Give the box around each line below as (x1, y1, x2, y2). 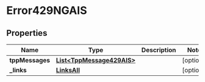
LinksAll (56, 66, 81, 74)
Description (141, 46, 176, 54)
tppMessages (9, 56, 51, 64)
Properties (6, 28, 48, 38)
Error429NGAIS (6, 4, 87, 18)
